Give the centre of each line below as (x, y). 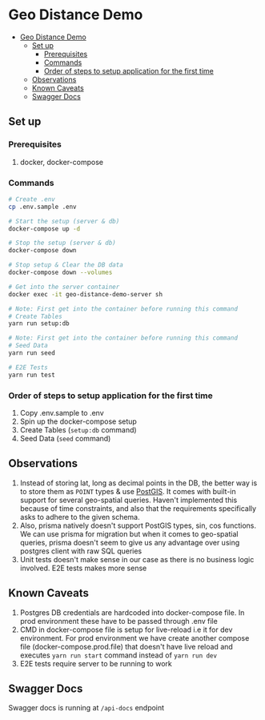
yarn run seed (32, 353)
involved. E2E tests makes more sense (83, 568)
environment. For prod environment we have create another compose (135, 638)
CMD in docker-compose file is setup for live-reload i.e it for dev (126, 629)
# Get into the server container (64, 287)
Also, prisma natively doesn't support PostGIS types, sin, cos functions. (138, 525)
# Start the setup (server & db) (64, 221)
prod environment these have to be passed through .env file (118, 621)
